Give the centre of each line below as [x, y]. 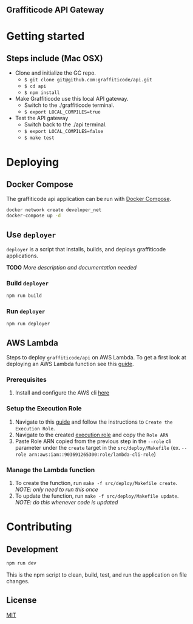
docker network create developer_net [54, 210]
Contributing [39, 527]
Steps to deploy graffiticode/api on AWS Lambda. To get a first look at [96, 358]
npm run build [24, 296]
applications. [22, 256]
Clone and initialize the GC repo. [55, 73]
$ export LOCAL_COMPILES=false [64, 132]
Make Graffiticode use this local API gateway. [72, 99]
